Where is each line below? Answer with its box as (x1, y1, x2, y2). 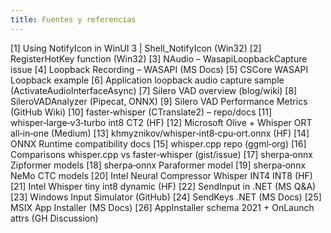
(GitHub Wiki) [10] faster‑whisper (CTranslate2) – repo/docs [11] (10, 106, 273, 118)
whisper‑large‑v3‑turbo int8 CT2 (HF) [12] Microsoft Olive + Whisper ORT (10, 116, 313, 128)
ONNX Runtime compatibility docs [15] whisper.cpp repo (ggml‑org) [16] (10, 137, 307, 150)
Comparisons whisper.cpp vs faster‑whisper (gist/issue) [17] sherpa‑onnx (10, 148, 313, 160)
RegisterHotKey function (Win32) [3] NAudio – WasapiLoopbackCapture (10, 52, 308, 65)
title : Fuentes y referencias (10, 14, 137, 25)
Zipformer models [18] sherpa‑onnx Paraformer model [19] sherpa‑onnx (10, 159, 307, 171)
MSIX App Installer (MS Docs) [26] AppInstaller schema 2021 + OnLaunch (10, 201, 315, 213)
